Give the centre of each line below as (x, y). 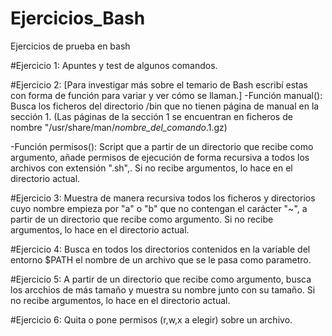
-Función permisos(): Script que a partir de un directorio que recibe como (162, 146)
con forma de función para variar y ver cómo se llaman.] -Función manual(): (166, 95)
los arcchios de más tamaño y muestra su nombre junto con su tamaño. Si (163, 289)
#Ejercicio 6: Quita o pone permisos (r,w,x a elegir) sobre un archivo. (151, 319)
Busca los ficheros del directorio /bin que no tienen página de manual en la (165, 106)
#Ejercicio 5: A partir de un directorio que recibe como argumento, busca (161, 279)
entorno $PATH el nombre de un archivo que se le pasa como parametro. (161, 259)
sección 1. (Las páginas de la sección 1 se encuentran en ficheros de (151, 116)
